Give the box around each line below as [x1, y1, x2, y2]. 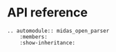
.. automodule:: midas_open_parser [7, 27, 110, 34]
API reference [7, 5, 88, 21]
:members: [19, 33, 48, 40]
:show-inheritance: [19, 39, 76, 46]
